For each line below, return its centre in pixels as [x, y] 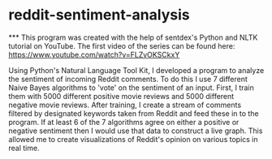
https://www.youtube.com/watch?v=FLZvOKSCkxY [94, 54]
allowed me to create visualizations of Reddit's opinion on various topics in [133, 139]
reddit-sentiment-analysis [99, 15]
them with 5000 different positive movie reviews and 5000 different [121, 96]
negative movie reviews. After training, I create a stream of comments [125, 105]
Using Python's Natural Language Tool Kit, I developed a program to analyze [136, 70]
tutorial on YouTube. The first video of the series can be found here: [122, 45]
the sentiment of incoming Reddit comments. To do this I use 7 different [128, 79]
